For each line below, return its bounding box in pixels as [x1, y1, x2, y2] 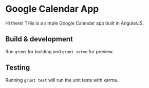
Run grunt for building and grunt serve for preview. [5, 48, 114, 54]
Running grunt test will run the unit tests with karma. [5, 77, 118, 83]
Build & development [5, 35, 73, 43]
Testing [5, 63, 30, 72]
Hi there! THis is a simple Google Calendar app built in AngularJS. [5, 20, 144, 26]
